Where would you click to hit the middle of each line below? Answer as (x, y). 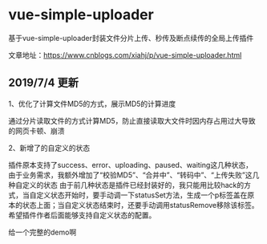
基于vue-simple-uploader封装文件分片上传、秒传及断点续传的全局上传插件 (131, 38)
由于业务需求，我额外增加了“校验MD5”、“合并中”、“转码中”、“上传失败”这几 (134, 175)
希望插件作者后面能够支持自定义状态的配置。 (82, 215)
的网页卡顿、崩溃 (36, 131)
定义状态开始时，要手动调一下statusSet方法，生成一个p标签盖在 (142, 195)
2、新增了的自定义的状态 (49, 148)
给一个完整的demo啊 (42, 232)
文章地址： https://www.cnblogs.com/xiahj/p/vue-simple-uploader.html (125, 55)
